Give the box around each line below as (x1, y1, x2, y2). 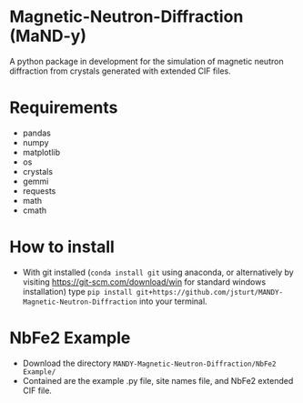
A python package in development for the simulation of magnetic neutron (9, 55, 284, 66)
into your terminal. (139, 296, 207, 307)
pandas (22, 127, 52, 138)
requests (22, 185, 56, 196)
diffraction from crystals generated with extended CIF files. (9, 65, 231, 76)
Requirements (9, 97, 118, 118)
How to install (9, 237, 116, 257)
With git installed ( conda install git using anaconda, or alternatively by (22, 267, 294, 277)
